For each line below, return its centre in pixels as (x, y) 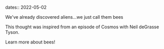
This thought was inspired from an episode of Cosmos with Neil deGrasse (82, 27)
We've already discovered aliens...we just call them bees (64, 17)
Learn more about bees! (30, 42)
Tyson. (12, 32)
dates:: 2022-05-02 (26, 7)
